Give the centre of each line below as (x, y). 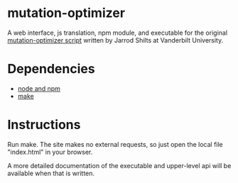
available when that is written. (51, 173)
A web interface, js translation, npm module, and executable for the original (118, 33)
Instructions (44, 125)
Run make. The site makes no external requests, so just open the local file (115, 144)
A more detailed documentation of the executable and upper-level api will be (119, 165)
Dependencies (51, 69)
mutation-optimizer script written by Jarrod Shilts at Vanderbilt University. (115, 40)
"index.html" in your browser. (50, 152)
